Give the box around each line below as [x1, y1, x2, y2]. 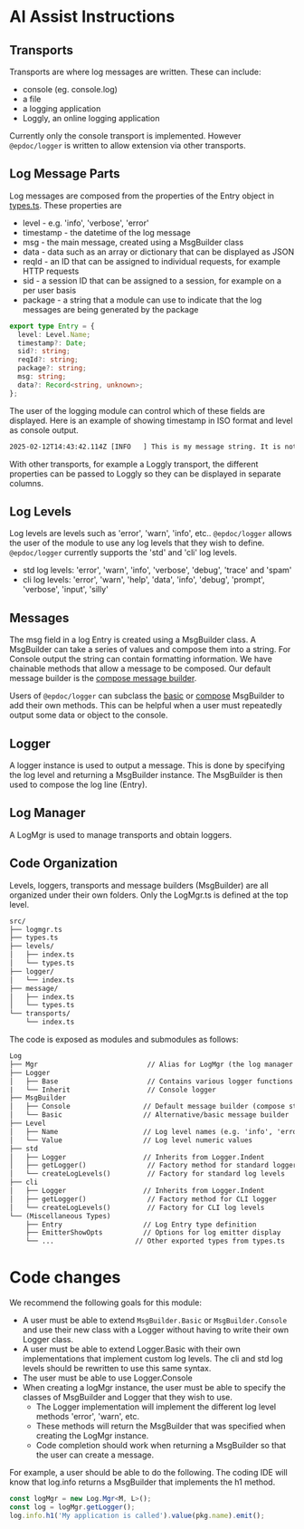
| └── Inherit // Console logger [9, 1085, 217, 1094]
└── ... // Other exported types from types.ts [25, 1236, 285, 1246]
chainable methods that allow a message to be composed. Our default [9, 663, 271, 674]
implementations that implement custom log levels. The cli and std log [22, 1353, 283, 1364]
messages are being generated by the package [22, 303, 199, 314]
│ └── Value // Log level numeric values [9, 1135, 253, 1145]
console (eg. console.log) [22, 84, 118, 94]
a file [22, 93, 42, 104]
